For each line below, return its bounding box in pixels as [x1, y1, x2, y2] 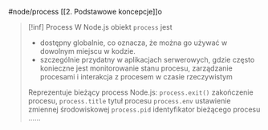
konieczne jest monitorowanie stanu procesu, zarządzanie [39, 63, 233, 73]
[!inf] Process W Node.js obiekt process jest [27, 22, 173, 31]
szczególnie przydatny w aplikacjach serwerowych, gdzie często [39, 55, 255, 64]
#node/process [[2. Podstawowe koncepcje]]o [8, 7, 163, 16]
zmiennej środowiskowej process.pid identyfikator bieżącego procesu [27, 104, 261, 114]
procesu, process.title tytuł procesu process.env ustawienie [27, 96, 231, 105]
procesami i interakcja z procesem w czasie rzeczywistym [39, 72, 233, 81]
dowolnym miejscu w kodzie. [39, 47, 136, 55]
